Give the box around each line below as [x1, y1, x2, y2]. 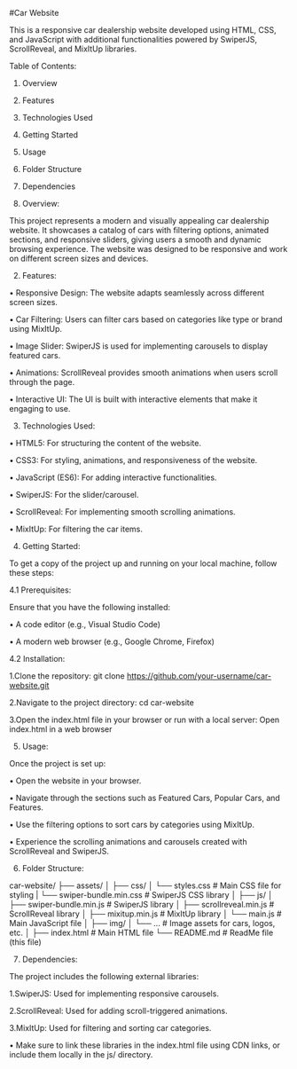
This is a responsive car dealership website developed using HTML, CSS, [9, 25, 277, 35]
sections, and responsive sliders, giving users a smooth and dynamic [9, 234, 262, 245]
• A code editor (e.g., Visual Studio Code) [9, 619, 161, 629]
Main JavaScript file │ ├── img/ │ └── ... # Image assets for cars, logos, [9, 918, 276, 928]
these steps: [9, 568, 55, 578]
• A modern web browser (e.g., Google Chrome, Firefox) [9, 636, 215, 647]
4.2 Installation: [9, 654, 66, 664]
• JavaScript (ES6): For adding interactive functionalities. [9, 472, 217, 483]
